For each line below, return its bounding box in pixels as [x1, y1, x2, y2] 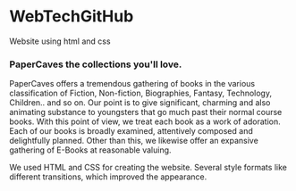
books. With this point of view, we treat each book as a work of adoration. [9, 116, 281, 127]
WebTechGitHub [9, 6, 134, 27]
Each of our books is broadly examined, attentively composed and [9, 126, 253, 137]
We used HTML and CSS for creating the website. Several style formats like [9, 162, 288, 173]
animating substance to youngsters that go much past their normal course [9, 107, 283, 118]
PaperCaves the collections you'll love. [9, 58, 182, 71]
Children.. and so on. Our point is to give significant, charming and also [9, 97, 271, 108]
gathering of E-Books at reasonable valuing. [9, 145, 172, 155]
